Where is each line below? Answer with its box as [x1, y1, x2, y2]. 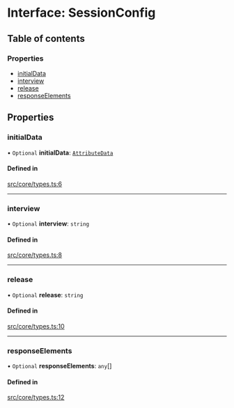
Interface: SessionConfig [7, 5, 156, 21]
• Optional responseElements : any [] [7, 362, 112, 370]
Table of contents [7, 33, 85, 45]
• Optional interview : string [7, 219, 89, 228]
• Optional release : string [7, 290, 84, 299]
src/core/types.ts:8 [7, 251, 63, 259]
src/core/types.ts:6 [7, 180, 63, 188]
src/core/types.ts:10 [7, 322, 65, 330]
